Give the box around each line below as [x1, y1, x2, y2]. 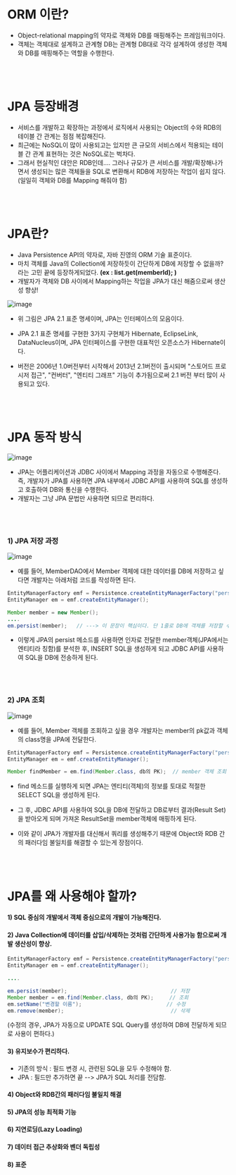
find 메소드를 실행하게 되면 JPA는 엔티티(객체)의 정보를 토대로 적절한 [17, 782, 206, 790]
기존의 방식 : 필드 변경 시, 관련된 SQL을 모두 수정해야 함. [17, 1064, 172, 1072]
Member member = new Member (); [7, 609, 99, 616]
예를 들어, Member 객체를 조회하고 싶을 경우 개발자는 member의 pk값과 [17, 726, 216, 734]
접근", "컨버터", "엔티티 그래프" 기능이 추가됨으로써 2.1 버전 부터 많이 [30, 371, 218, 379]
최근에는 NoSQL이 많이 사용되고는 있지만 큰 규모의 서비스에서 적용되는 [17, 140, 211, 149]
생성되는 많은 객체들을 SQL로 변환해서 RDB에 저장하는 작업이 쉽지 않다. [30, 167, 226, 176]
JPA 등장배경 [7, 99, 79, 115]
